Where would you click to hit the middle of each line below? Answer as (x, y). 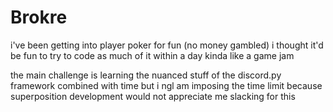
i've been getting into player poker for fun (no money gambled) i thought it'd (167, 45)
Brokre (39, 17)
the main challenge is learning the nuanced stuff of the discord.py (146, 75)
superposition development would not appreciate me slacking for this (153, 96)
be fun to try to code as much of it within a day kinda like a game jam (152, 55)
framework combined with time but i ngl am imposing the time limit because (166, 85)
